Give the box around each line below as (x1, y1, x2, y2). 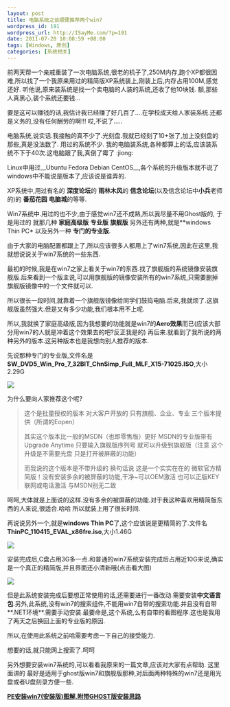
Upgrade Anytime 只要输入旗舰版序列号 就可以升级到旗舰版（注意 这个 (23, 441, 224, 449)
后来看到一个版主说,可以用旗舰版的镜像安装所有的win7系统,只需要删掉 (21, 273, 218, 281)
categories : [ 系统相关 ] (7, 49, 71, 56)
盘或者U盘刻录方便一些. (7, 677, 74, 686)
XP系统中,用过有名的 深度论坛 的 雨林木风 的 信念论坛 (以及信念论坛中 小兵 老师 (7, 186, 223, 194)
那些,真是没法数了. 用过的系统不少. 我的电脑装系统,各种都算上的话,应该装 (7, 140, 212, 148)
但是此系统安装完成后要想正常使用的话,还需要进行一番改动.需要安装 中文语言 (7, 591, 222, 599)
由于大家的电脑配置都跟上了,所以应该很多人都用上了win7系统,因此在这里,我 (7, 241, 218, 249)
